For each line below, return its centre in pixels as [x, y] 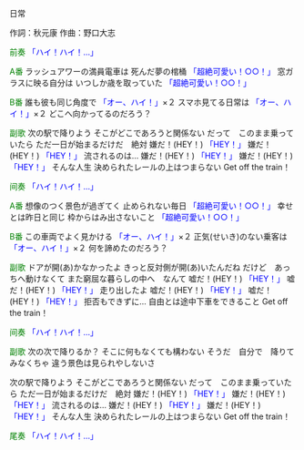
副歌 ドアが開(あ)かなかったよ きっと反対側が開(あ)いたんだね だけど [138, 267]
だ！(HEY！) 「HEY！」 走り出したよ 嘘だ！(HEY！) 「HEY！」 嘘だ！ [141, 290]
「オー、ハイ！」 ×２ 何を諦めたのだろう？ [89, 248]
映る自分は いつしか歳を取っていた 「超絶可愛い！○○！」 [142, 83]
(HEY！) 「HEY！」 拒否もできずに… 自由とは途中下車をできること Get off [149, 302]
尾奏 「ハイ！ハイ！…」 [54, 436]
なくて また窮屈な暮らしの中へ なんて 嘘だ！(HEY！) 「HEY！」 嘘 [168, 279]
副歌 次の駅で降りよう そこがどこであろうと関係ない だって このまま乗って [152, 133]
